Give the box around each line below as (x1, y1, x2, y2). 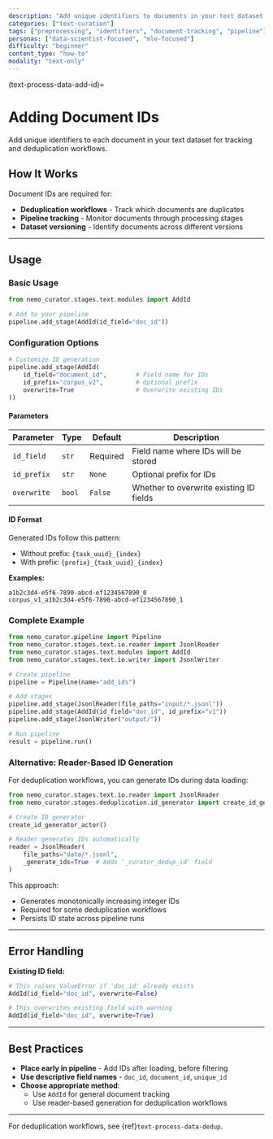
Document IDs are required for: (8, 189, 112, 198)
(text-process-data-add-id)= (8, 79, 105, 89)
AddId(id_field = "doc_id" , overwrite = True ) (8, 1011, 154, 1020)
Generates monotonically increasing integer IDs (19, 896, 180, 906)
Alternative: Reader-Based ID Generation (8, 757, 173, 768)
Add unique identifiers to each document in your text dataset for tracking (8, 135, 253, 145)
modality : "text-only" (8, 58, 85, 66)
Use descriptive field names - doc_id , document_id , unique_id (19, 1072, 227, 1081)
